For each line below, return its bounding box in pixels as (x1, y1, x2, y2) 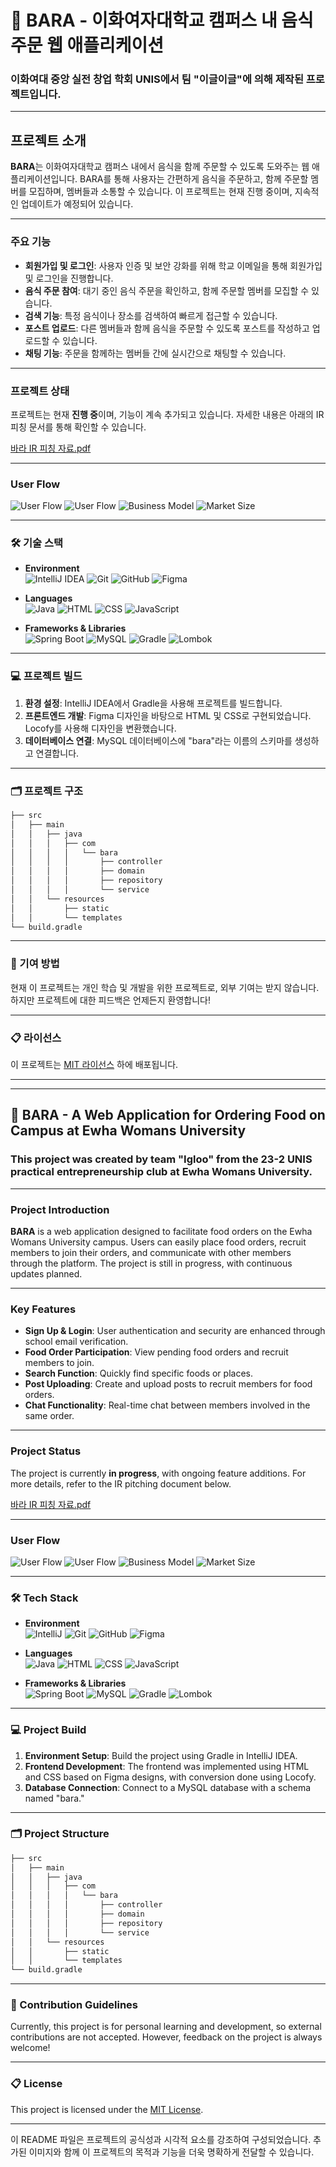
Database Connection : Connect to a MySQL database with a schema (24, 1781, 312, 1793)
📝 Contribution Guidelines (10, 1998, 139, 2012)
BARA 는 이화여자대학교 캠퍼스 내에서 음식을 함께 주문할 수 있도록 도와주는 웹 (10, 161, 310, 173)
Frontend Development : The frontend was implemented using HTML (24, 1760, 310, 1772)
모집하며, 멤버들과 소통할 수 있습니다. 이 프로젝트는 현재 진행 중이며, (28, 186, 293, 198)
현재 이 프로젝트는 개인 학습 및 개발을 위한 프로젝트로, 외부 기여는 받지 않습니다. (10, 981, 320, 993)
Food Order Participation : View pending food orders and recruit (24, 1346, 289, 1358)
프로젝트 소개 (10, 132, 87, 149)
